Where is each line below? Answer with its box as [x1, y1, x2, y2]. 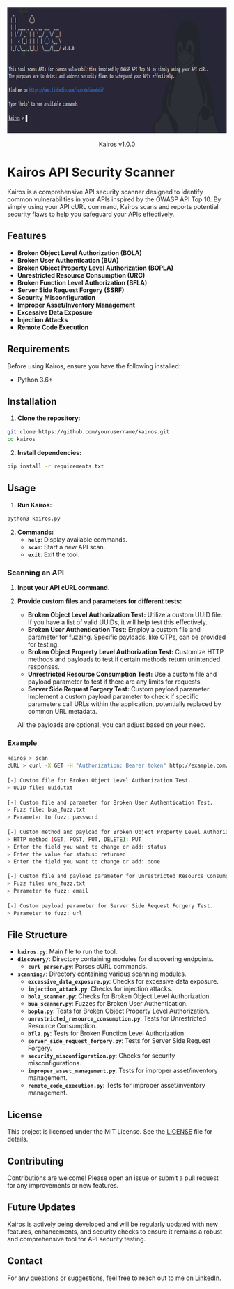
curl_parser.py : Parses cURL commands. [27, 963, 148, 971]
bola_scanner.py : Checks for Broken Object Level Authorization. [27, 992, 211, 1000]
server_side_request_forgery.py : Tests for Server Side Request [27, 1037, 211, 1045]
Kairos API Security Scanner [7, 164, 175, 180]
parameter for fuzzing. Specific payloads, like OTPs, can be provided [27, 633, 226, 641]
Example [7, 737, 38, 747]
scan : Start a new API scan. [27, 542, 106, 551]
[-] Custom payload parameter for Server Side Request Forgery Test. [7, 902, 214, 909]
